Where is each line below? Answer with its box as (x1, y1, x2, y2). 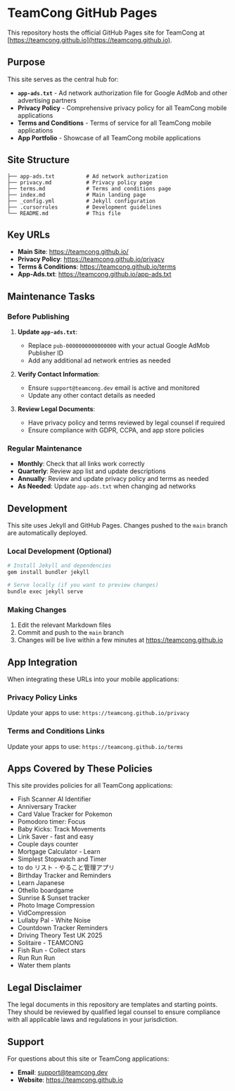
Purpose (7, 56, 46, 68)
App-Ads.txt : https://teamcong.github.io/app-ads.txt (17, 270, 172, 279)
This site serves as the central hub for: (7, 75, 119, 83)
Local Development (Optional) (7, 547, 113, 556)
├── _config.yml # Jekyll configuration (7, 197, 156, 205)
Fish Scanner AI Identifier (17, 795, 91, 803)
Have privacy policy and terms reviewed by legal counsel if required (27, 418, 225, 427)
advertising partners (17, 96, 77, 104)
